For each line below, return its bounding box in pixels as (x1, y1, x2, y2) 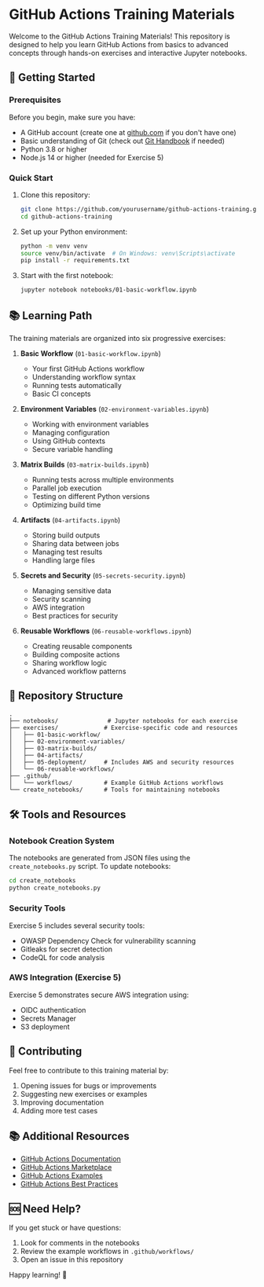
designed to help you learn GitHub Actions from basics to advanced (9, 39, 229, 49)
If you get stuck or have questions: (9, 1223, 121, 1233)
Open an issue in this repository (20, 1255, 124, 1264)
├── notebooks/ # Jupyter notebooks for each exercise (9, 717, 238, 724)
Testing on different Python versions (31, 491, 150, 500)
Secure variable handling (31, 444, 113, 453)
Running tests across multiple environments (31, 475, 174, 484)
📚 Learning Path (9, 309, 93, 322)
